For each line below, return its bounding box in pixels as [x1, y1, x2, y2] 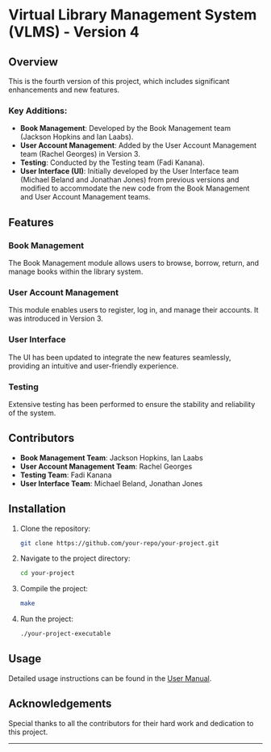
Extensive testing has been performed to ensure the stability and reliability [8, 399, 256, 409]
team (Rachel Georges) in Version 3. [19, 149, 141, 159]
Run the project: [19, 614, 74, 624]
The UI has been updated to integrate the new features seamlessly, [8, 352, 231, 362]
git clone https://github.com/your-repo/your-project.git [19, 539, 219, 547]
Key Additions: [8, 105, 68, 116]
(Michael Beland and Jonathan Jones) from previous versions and [19, 175, 240, 185]
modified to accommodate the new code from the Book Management [19, 183, 250, 193]
